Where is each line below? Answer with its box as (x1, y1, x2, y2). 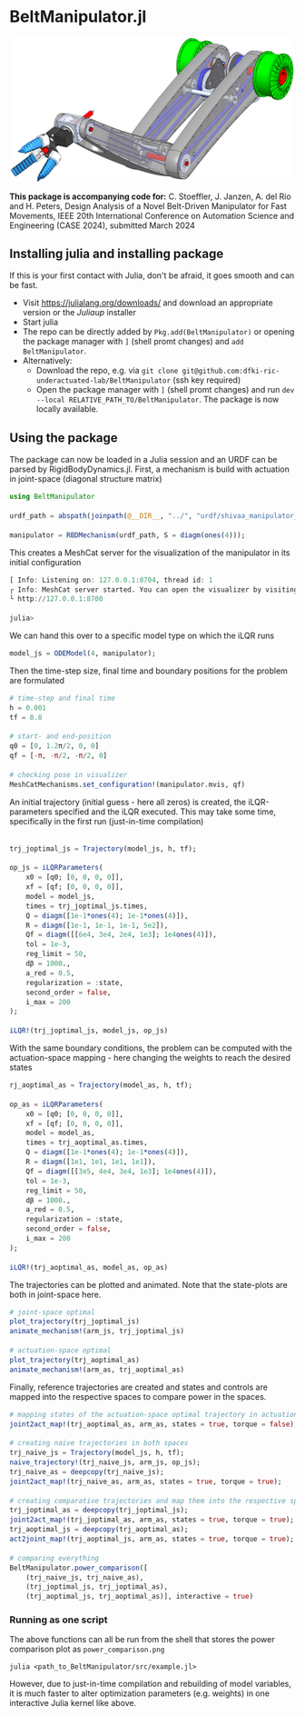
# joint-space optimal (9, 1307, 95, 1317)
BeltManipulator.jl (9, 6, 147, 27)
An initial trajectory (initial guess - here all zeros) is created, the (9, 796, 247, 807)
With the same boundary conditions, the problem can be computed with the (9, 1043, 292, 1053)
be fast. (9, 280, 38, 291)
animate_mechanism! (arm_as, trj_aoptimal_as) (9, 1365, 184, 1374)
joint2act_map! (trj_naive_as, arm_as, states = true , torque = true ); (9, 1477, 282, 1486)
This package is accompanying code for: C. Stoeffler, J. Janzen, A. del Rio (9, 191, 292, 202)
